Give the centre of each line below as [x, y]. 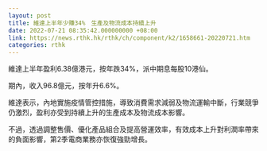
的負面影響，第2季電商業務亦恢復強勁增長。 [80, 139]
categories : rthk [37, 45]
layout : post [30, 15]
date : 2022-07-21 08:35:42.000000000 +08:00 [83, 30]
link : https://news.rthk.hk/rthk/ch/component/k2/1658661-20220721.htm [129, 38]
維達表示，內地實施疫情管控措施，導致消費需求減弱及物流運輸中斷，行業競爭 [133, 103]
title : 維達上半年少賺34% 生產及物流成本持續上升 [82, 23]
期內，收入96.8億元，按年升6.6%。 [66, 86]
